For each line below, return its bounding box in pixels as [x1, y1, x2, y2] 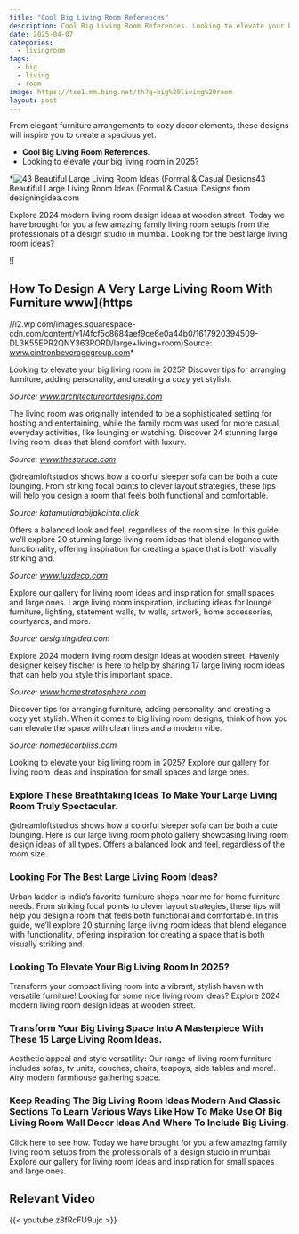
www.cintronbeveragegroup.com [9, 347, 131, 358]
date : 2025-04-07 [9, 29, 74, 38]
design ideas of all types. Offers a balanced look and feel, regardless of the [9, 839, 286, 850]
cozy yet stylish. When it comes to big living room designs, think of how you [9, 713, 288, 724]
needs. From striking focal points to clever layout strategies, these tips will [9, 900, 281, 911]
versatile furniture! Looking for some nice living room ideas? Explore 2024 [9, 990, 280, 1002]
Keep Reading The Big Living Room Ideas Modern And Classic [9, 1094, 282, 1107]
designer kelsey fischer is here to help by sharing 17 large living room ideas [9, 660, 285, 670]
